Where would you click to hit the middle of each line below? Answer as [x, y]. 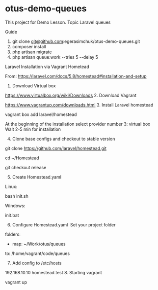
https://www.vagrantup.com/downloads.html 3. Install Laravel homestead [79, 105]
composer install [29, 46]
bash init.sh [17, 196]
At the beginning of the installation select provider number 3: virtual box [78, 124]
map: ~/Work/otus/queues [39, 244]
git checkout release [26, 167]
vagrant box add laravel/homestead [41, 114]
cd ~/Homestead [22, 158]
